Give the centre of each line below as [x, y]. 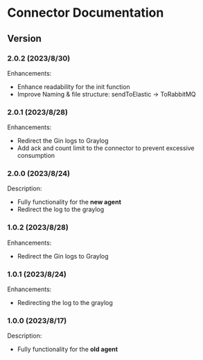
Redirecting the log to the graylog [65, 303]
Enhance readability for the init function [73, 87]
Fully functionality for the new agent [69, 202]
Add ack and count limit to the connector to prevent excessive [106, 148]
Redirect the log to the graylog [61, 209]
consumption [36, 156]
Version [24, 39]
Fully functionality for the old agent [68, 350]
